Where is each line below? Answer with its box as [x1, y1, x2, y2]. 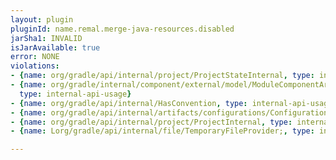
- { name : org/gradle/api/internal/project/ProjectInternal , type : [10, 117, 293, 127]
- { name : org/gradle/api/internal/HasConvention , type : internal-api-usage [10, 98, 333, 108]
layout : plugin [10, 14, 74, 25]
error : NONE [10, 52, 60, 62]
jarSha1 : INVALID [10, 33, 83, 43]
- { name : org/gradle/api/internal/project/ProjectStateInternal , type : [10, 71, 315, 81]
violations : [10, 61, 60, 71]
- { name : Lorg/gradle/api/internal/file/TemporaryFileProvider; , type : [10, 126, 315, 136]
